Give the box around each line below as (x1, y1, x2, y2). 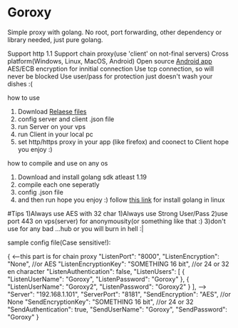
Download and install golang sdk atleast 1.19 (17, 173, 148, 181)
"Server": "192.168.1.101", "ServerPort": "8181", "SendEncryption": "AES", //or (7, 289, 232, 298)
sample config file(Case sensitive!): (7, 238, 111, 247)
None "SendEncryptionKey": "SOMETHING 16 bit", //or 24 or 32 (7, 297, 194, 306)
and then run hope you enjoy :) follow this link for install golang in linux (17, 195, 225, 204)
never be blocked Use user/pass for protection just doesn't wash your (7, 72, 213, 81)
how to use (7, 93, 41, 102)
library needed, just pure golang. (7, 35, 103, 43)
